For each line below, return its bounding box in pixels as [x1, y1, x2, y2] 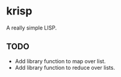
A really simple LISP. [6, 24, 57, 31]
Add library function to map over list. [14, 57, 106, 64]
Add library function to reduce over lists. [14, 64, 116, 71]
